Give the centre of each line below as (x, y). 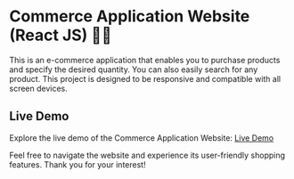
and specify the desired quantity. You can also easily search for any (134, 69)
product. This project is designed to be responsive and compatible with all (145, 78)
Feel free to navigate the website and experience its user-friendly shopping (147, 155)
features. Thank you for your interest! (78, 164)
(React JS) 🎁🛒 (61, 35)
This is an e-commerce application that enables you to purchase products (145, 60)
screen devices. (39, 88)
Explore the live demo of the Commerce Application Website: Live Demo (142, 138)
